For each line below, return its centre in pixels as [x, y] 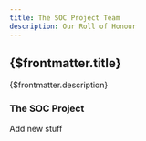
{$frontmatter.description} [59, 85]
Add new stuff [36, 128]
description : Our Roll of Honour [73, 26]
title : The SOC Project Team [65, 18]
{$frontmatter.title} [65, 63]
